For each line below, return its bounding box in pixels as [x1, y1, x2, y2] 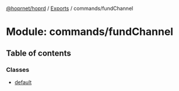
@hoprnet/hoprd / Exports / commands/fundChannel [6, 5, 134, 12]
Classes [6, 65, 30, 74]
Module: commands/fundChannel [6, 26, 174, 38]
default [14, 78, 32, 86]
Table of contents [6, 48, 71, 58]
